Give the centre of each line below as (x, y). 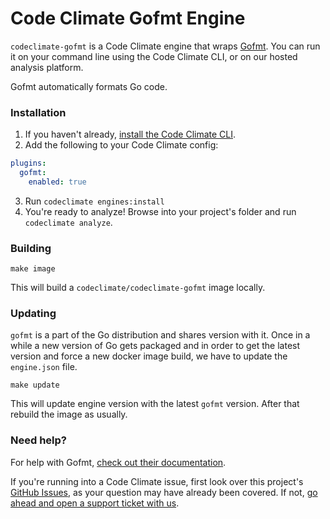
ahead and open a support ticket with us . (95, 503)
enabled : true (57, 182)
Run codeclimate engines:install (94, 201)
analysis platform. (47, 67)
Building (31, 248)
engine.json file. (44, 367)
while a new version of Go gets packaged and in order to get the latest (155, 346)
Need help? (38, 440)
